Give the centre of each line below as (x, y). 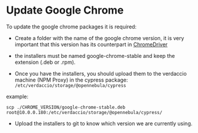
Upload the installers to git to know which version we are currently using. (103, 123)
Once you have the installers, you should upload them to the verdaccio (101, 73)
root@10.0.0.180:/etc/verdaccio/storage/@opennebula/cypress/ (84, 112)
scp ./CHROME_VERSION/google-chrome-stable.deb (66, 107)
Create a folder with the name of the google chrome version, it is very (99, 38)
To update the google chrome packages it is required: (72, 27)
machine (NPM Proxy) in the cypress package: (71, 80)
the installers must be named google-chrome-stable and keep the (95, 56)
